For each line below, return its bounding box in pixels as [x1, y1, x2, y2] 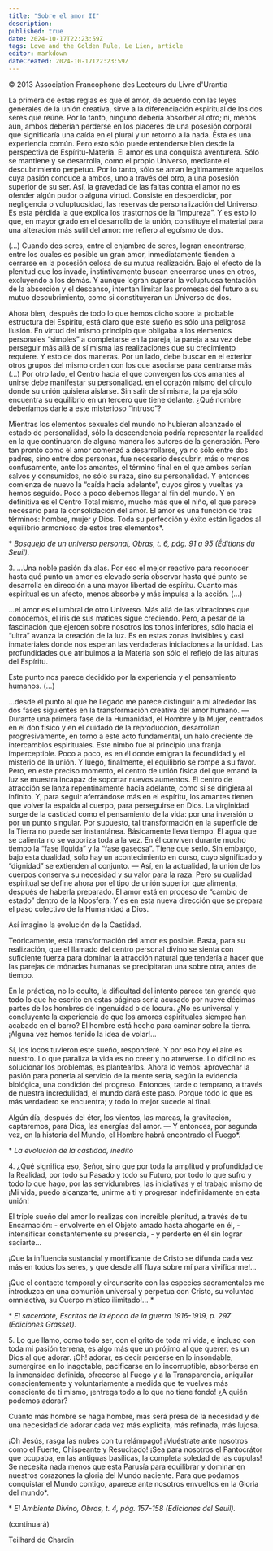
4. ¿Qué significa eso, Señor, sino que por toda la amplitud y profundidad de [8, 1161, 264, 1171]
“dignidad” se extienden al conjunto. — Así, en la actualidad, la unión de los [8, 860, 261, 870]
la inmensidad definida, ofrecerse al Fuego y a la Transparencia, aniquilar [8, 1370, 254, 1379]
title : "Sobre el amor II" [8, 11, 100, 20]
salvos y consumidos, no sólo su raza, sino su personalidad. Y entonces [8, 471, 249, 481]
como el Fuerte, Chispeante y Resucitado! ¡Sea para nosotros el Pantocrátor [8, 1444, 263, 1454]
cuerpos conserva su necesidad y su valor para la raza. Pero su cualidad [8, 869, 252, 879]
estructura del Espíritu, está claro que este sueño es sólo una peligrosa [8, 316, 246, 326]
